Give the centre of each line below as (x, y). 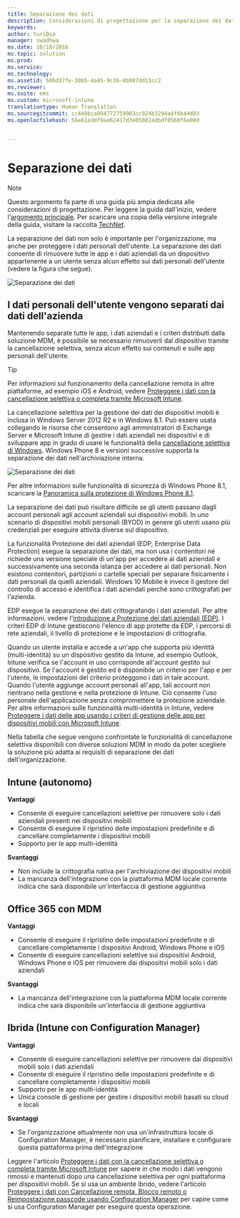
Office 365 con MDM (55, 909)
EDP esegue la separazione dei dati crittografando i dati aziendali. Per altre (117, 610)
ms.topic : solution (36, 54)
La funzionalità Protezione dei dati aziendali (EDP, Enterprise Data (104, 544)
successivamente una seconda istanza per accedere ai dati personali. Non (117, 567)
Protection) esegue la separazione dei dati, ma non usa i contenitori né (111, 551)
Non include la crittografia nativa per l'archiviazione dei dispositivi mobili (124, 871)
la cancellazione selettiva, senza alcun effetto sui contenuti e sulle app (111, 348)
